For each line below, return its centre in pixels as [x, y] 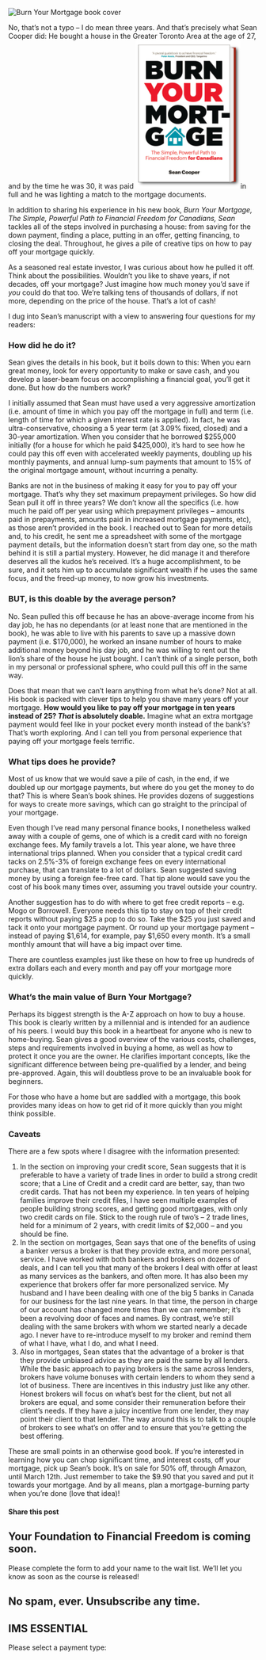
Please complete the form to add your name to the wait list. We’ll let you [125, 1568]
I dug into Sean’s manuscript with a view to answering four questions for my [132, 316]
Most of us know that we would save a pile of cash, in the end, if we [119, 778]
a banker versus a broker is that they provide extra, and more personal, [135, 1251]
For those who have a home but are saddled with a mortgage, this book [125, 1097]
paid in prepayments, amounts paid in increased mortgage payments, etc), [130, 520]
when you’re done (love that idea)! [64, 1494]
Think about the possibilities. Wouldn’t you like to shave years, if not [119, 276]
